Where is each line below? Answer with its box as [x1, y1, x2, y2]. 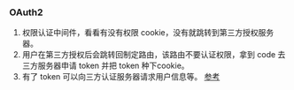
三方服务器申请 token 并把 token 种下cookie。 [21, 60, 190, 71]
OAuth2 [9, 6, 43, 19]
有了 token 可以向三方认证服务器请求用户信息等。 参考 [21, 71, 220, 82]
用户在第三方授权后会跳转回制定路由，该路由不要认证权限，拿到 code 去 [21, 49, 286, 60]
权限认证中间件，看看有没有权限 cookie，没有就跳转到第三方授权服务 [21, 27, 275, 38]
